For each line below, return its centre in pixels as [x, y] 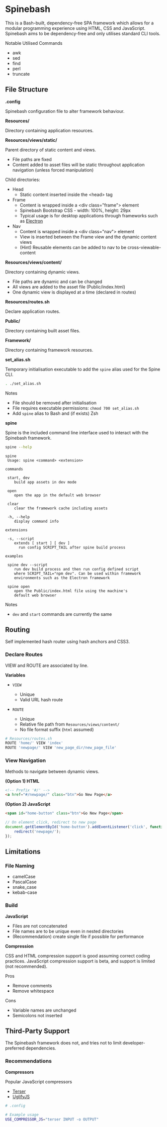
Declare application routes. [33, 311]
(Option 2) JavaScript [28, 804]
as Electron [31, 221]
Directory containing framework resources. [49, 350]
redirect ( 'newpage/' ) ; [38, 832]
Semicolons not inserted [37, 1015]
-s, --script [21, 539]
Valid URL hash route [41, 699]
